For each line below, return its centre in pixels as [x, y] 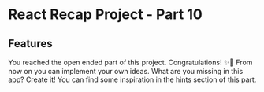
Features [30, 44]
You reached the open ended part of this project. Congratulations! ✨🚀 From [130, 62]
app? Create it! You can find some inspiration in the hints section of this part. [132, 79]
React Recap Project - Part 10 [105, 15]
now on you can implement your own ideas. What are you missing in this [126, 71]
